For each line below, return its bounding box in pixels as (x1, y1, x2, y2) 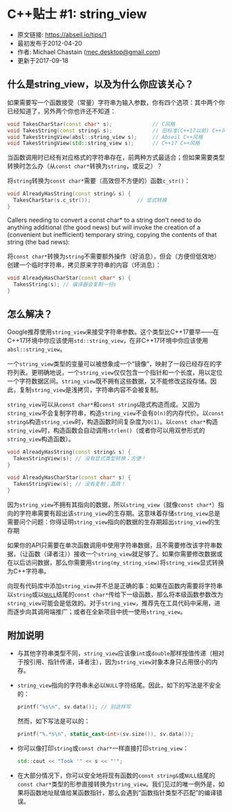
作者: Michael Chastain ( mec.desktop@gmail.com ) (17, 48, 161, 56)
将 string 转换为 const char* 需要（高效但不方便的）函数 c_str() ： (7, 177, 191, 185)
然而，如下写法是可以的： (17, 717, 90, 726)
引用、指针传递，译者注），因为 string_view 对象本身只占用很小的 (29, 658, 212, 666)
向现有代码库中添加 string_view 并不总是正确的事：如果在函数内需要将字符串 (7, 581, 223, 589)
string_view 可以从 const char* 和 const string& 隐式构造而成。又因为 (7, 400, 200, 408)
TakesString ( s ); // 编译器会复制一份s (13, 281, 117, 287)
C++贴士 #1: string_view (7, 6, 147, 22)
